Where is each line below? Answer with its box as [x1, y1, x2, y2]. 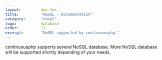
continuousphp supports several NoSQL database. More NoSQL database [5, 44, 157, 50]
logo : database [5, 21, 59, 26]
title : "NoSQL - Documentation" [5, 12, 93, 17]
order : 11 [5, 26, 46, 31]
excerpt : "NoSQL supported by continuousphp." [5, 30, 120, 35]
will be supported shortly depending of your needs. [5, 49, 111, 55]
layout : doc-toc [5, 7, 57, 12]
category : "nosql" [5, 16, 57, 21]
